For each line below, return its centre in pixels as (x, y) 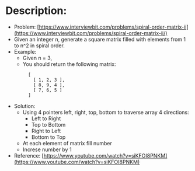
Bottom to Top (48, 137)
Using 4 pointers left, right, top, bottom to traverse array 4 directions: (106, 112)
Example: (25, 51)
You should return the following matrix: (69, 64)
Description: (36, 11)
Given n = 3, (37, 58)
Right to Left (46, 131)
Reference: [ (29, 155)
